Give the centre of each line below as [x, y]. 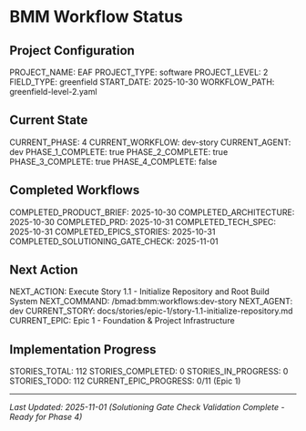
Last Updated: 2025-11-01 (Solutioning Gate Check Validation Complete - [147, 407]
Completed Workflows [75, 190]
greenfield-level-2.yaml [53, 92]
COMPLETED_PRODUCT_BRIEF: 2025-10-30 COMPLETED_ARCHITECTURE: [152, 212]
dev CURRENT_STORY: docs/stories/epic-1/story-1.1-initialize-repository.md [151, 311]
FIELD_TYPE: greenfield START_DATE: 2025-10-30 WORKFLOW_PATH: [142, 82]
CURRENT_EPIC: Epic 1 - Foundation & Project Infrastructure [122, 321]
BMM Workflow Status [97, 17]
